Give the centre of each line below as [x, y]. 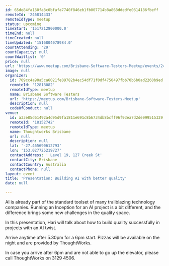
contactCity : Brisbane [33, 160]
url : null [20, 137]
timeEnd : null [20, 33]
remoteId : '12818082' [32, 85]
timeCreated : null [24, 38]
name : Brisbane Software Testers [45, 94]
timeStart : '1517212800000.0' [37, 29]
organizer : [17, 76]
